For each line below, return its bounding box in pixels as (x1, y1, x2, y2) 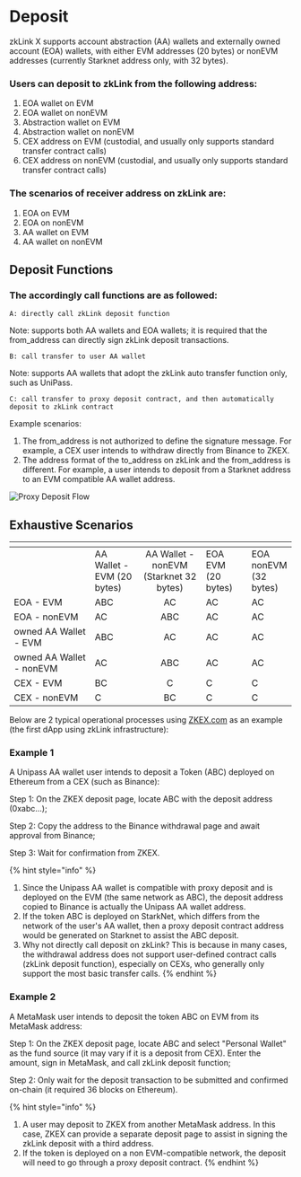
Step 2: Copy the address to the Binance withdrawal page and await (9, 821, 261, 831)
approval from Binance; (9, 830, 96, 841)
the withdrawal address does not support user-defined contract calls (21, 949, 277, 960)
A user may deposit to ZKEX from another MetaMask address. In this (21, 1119, 276, 1129)
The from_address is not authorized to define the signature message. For (21, 435, 292, 446)
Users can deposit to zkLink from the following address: (9, 77, 258, 90)
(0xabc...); (9, 804, 47, 814)
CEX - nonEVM (13, 691, 79, 704)
